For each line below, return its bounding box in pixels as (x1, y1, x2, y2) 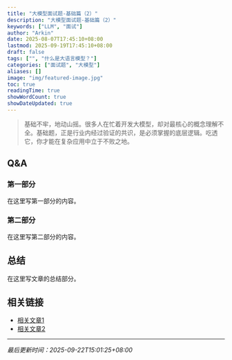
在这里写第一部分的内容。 (7, 196, 80, 205)
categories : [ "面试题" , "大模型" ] (7, 61, 100, 68)
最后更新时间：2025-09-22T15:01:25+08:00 (7, 346, 133, 354)
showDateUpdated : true (7, 100, 72, 107)
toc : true (7, 81, 36, 88)
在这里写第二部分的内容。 (7, 232, 80, 240)
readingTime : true (7, 87, 60, 94)
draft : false (7, 49, 45, 56)
